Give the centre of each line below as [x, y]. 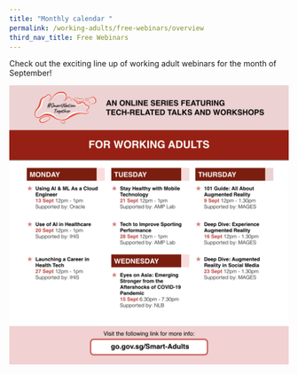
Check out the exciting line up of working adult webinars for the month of [143, 64]
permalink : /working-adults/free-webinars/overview [106, 28]
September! [31, 73]
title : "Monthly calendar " [61, 19]
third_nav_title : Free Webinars [69, 37]
